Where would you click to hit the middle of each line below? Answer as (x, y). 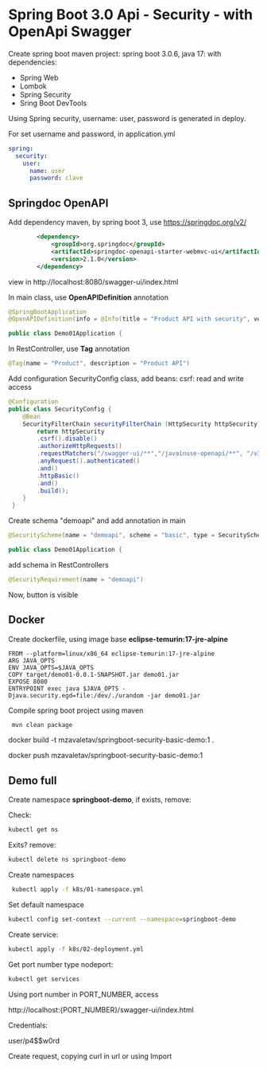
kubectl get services (44, 979)
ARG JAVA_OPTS (32, 660)
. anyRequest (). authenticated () (89, 461)
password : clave (56, 178)
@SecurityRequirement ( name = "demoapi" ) (76, 580)
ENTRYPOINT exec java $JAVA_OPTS (64, 688)
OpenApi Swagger (70, 31)
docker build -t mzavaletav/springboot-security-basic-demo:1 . (111, 740)
